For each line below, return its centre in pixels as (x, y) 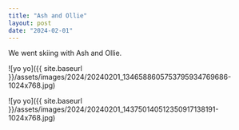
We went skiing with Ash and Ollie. (65, 53)
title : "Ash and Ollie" (48, 16)
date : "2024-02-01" (41, 30)
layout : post (30, 23)
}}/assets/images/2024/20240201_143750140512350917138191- (114, 109)
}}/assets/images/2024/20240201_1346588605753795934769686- (120, 77)
